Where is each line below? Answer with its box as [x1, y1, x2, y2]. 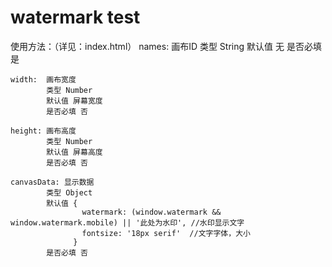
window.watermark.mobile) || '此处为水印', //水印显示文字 [10, 217, 245, 228]
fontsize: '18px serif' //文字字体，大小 [81, 228, 251, 238]
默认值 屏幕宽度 [46, 96, 103, 106]
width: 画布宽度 [10, 74, 77, 85]
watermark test [10, 6, 141, 29]
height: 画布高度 [10, 126, 77, 136]
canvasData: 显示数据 [10, 177, 95, 187]
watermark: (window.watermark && [81, 207, 222, 217]
